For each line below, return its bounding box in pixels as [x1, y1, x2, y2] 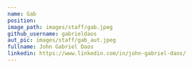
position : [7, 17, 37, 24]
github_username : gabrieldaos [7, 30, 98, 38]
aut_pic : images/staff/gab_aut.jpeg [7, 37, 116, 44]
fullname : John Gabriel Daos [7, 43, 94, 50]
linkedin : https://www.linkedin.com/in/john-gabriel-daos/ [7, 50, 187, 57]
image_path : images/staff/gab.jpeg [7, 23, 113, 30]
